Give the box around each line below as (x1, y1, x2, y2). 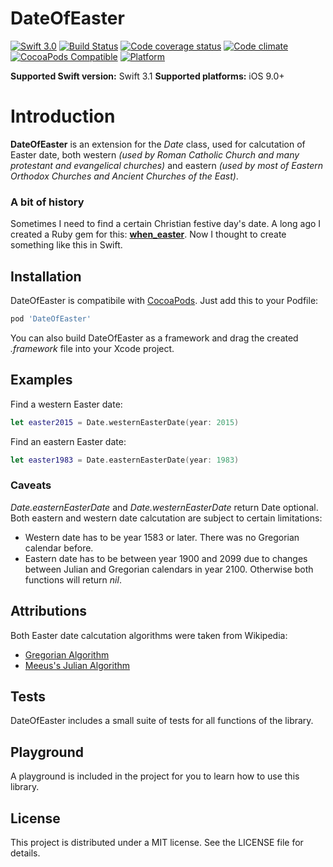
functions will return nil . (24, 573, 122, 586)
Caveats (10, 478, 52, 492)
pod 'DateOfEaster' (10, 313, 92, 324)
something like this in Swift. (10, 239, 123, 251)
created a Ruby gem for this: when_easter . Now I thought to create (10, 228, 287, 241)
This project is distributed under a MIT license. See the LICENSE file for (10, 836, 304, 848)
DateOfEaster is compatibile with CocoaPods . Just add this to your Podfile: (10, 294, 319, 306)
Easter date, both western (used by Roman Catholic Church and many (10, 148, 300, 161)
